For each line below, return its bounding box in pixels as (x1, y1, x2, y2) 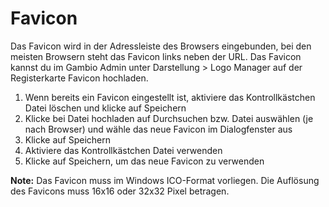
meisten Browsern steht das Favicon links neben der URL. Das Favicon (10, 50, 302, 62)
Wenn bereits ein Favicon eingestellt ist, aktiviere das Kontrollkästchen (24, 91, 316, 103)
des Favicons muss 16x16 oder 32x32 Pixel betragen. (10, 185, 230, 197)
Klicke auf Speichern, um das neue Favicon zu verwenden (24, 155, 265, 167)
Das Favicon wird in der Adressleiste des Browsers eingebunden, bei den (10, 40, 312, 52)
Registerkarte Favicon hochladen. (10, 72, 149, 84)
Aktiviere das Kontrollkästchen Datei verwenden (24, 144, 223, 156)
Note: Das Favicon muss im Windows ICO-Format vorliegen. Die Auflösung (10, 174, 320, 186)
